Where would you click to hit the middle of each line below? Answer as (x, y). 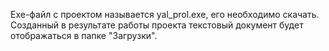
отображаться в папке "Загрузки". (84, 35)
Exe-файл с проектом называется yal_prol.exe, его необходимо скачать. (165, 14)
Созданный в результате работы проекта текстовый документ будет (157, 25)
